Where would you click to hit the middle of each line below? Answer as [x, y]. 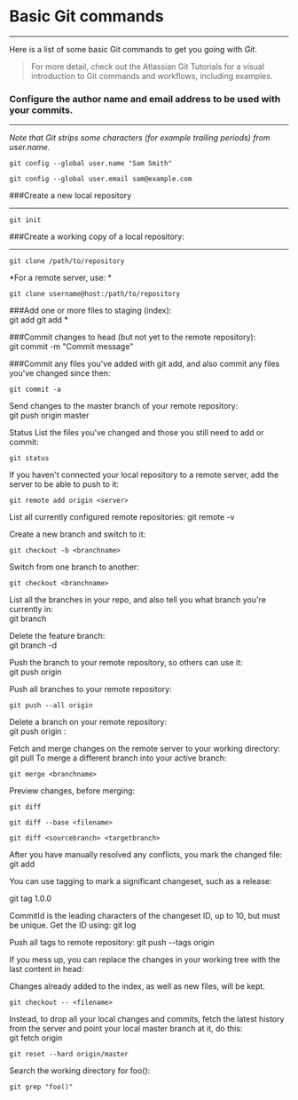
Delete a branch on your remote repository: [88, 722]
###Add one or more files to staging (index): [90, 311]
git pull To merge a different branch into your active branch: [118, 758]
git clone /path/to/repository [67, 261]
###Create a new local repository [71, 195]
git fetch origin [36, 1038]
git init [25, 220]
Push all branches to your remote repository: [90, 689]
